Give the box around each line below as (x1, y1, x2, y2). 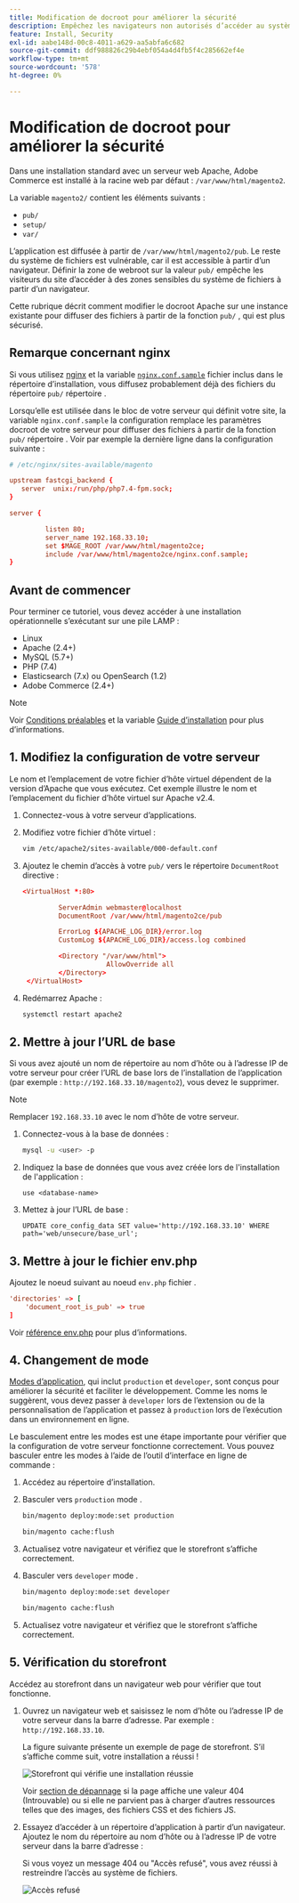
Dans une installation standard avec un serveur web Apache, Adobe (9, 166, 259, 176)
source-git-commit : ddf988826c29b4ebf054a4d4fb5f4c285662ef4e (9, 46, 245, 55)
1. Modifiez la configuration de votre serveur (9, 749, 261, 765)
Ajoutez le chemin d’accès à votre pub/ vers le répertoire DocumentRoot (21, 860, 279, 871)
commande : (9, 1460, 55, 1470)
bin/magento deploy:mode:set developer (21, 1588, 171, 1597)
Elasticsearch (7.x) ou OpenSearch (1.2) (21, 671, 167, 682)
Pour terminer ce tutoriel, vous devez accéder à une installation (9, 606, 242, 617)
